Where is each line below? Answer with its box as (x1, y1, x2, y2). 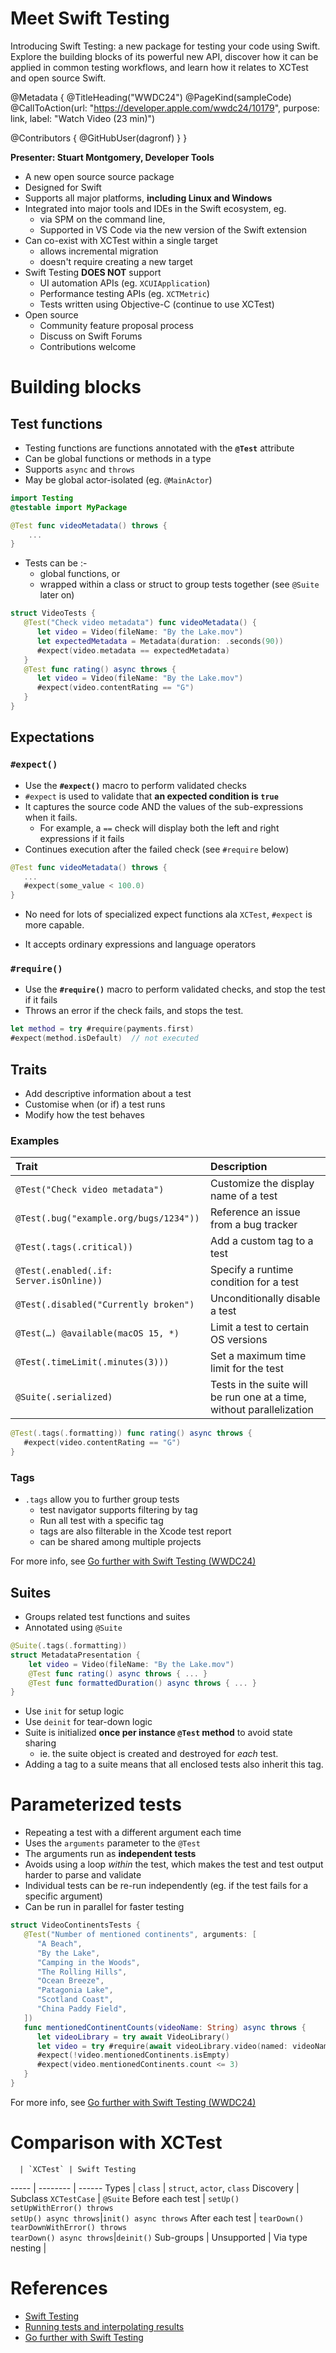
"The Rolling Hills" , (36, 1967, 128, 1977)
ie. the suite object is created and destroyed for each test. (39, 1748, 279, 1760)
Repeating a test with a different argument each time (24, 1827, 242, 1839)
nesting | (10, 2242, 47, 2254)
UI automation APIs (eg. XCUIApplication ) (39, 277, 211, 289)
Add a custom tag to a (209, 1234, 314, 1248)
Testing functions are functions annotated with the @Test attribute (24, 442, 295, 454)
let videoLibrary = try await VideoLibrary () (36, 2032, 230, 2042)
